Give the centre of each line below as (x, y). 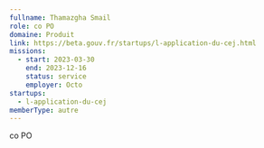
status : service (57, 77)
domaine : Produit (42, 34)
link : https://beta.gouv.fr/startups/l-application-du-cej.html (133, 43)
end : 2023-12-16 (57, 69)
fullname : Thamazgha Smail (60, 18)
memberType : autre (44, 110)
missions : (28, 51)
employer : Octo (54, 85)
